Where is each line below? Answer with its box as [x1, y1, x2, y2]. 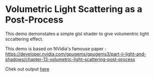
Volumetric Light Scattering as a [5, 3, 142, 15]
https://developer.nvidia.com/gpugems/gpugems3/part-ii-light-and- [5, 51, 146, 57]
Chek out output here [5, 66, 49, 72]
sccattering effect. [5, 36, 44, 42]
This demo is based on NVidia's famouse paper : [5, 45, 107, 51]
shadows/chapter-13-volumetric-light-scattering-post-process [5, 56, 135, 62]
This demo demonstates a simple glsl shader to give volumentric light [5, 30, 149, 36]
